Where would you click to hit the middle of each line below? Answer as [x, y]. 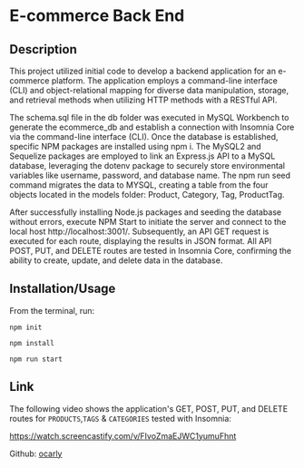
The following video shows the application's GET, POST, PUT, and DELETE [149, 408]
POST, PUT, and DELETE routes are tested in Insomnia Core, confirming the [151, 251]
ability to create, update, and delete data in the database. [116, 260]
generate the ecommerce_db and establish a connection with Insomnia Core [152, 127]
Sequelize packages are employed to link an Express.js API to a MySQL [142, 156]
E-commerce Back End [97, 16]
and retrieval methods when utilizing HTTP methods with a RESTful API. [143, 100]
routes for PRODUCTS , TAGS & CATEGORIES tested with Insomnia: [120, 418]
